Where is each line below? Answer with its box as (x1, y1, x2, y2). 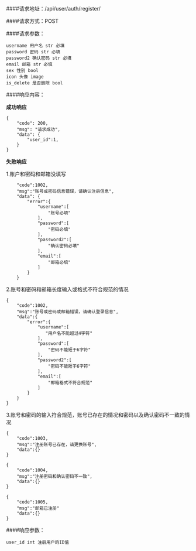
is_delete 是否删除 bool (6, 80, 63, 86)
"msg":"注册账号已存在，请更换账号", (16, 442, 97, 447)
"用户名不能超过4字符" (45, 330, 92, 336)
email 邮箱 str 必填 (6, 61, 53, 67)
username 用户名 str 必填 (6, 43, 65, 49)
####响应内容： (6, 91, 45, 98)
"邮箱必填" (47, 259, 71, 265)
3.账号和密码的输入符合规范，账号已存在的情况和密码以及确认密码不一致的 (6, 412, 185, 418)
